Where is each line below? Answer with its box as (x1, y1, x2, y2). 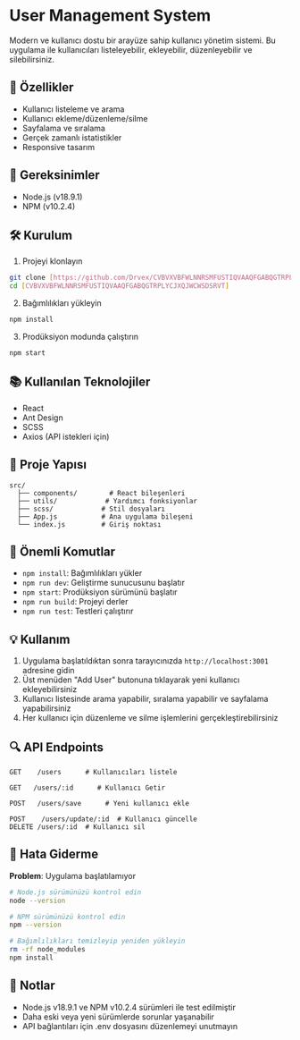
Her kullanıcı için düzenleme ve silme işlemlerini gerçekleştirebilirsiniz (21, 713, 279, 723)
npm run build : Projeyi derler (21, 596, 129, 607)
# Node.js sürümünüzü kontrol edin (9, 887, 142, 897)
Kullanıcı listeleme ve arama (21, 104, 125, 114)
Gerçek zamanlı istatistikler (21, 131, 122, 143)
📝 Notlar (9, 978, 55, 993)
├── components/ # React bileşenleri (17, 488, 186, 497)
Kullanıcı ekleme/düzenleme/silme (21, 113, 148, 123)
